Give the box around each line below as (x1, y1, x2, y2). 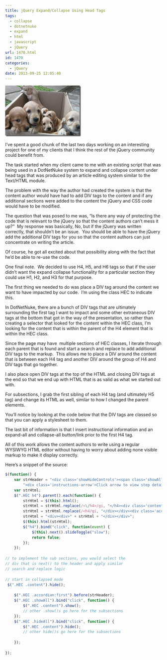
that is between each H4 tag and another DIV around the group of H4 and (5, 356, 156, 362)
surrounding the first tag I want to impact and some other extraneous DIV (5, 310, 155, 316)
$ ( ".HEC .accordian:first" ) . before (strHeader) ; (14, 593, 114, 598)
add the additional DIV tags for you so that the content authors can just (5, 234, 151, 240)
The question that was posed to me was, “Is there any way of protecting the (5, 213, 161, 219)
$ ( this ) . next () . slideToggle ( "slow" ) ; (31, 530, 110, 535)
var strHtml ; (14, 488, 41, 493)
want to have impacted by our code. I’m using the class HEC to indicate (5, 289, 153, 296)
